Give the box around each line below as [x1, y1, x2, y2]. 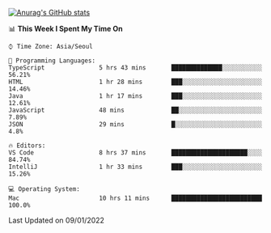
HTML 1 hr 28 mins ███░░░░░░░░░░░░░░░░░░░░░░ [8, 78, 263, 86]
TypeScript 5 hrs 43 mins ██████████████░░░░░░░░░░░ [8, 64, 263, 72]
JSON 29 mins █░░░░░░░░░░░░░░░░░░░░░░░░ [8, 121, 263, 129]
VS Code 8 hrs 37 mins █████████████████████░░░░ [8, 149, 263, 157]
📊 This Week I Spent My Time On [8, 24, 123, 33]
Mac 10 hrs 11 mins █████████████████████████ [8, 194, 263, 202]
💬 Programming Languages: [8, 57, 95, 65]
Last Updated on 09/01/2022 [8, 215, 105, 225]
